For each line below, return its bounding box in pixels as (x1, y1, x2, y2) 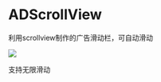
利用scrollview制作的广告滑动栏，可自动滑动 (8, 33, 154, 42)
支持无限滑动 (8, 64, 50, 74)
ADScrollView (8, 6, 102, 24)
